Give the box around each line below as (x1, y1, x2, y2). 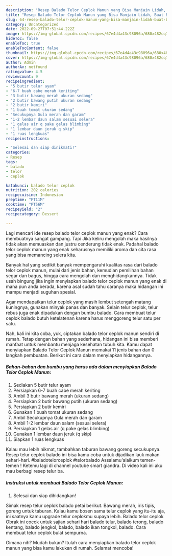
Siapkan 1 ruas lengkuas (13, 436, 64, 442)
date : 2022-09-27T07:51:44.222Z (6, 27, 75, 32)
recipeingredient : (6, 79, 45, 84)
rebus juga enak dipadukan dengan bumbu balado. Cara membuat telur (6, 309, 156, 316)
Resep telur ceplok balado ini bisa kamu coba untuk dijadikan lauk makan (6, 452, 160, 458)
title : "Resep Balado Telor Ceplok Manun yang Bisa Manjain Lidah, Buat (6, 12, 164, 17)
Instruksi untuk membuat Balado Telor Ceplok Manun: (6, 480, 124, 486)
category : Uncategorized (6, 21, 59, 27)
